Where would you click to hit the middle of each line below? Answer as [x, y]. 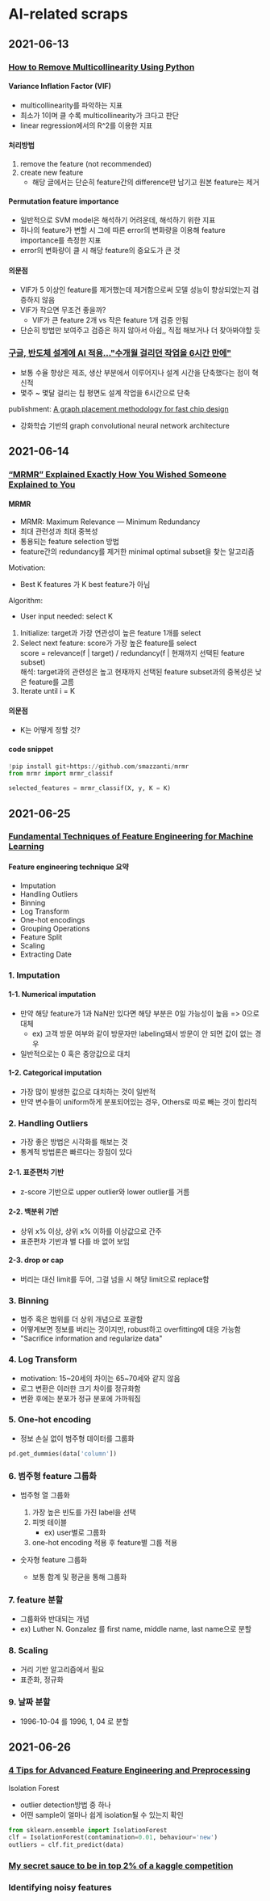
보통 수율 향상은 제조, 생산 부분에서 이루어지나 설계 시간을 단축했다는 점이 [135, 372]
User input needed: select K [66, 616]
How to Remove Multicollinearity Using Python [102, 67]
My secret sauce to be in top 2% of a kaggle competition [121, 1866]
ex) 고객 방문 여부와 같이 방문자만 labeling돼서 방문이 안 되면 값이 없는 [143, 1033]
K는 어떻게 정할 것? [50, 730]
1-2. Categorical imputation [55, 1073]
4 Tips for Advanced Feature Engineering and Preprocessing [130, 1770]
